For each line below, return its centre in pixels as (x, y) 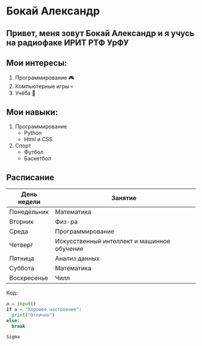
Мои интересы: (37, 63)
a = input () (21, 304)
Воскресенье (29, 278)
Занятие (124, 198)
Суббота (22, 269)
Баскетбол (38, 159)
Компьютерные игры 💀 (44, 86)
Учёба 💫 (25, 93)
